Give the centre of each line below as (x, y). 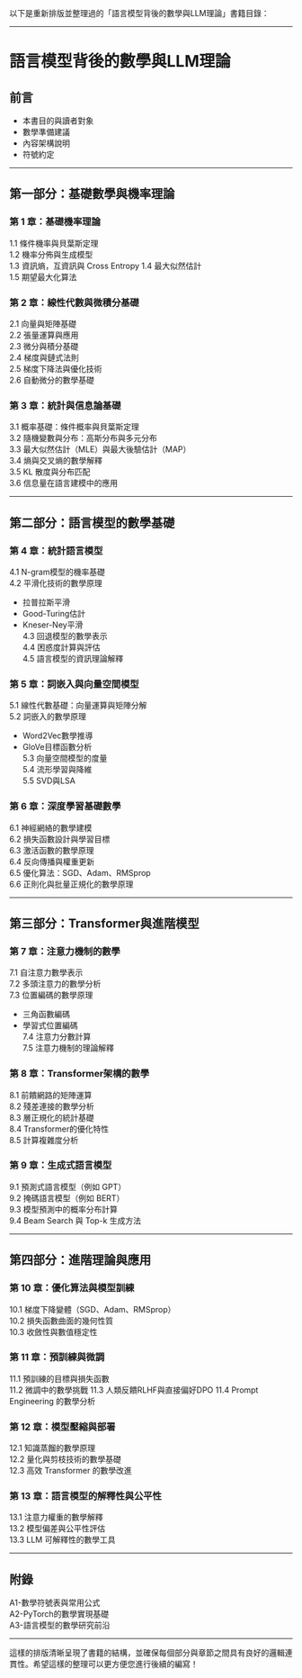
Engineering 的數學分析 (53, 1401)
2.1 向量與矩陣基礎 (43, 323)
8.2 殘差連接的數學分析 (52, 1106)
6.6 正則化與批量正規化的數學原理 (71, 884)
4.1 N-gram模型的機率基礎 (57, 572)
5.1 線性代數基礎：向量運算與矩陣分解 (78, 706)
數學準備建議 (46, 132)
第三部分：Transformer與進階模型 (104, 923)
